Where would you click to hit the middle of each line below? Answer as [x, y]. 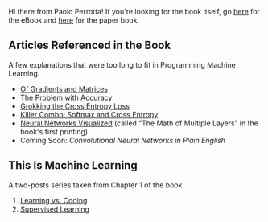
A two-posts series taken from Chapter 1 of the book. [97, 185]
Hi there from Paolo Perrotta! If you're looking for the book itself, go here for [134, 12]
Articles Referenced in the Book [90, 45]
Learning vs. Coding [54, 200]
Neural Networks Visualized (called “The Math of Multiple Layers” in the [139, 123]
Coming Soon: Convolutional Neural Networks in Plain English [123, 140]
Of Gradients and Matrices [64, 88]
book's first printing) [54, 131]
